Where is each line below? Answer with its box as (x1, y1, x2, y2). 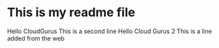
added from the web (7, 34, 65, 42)
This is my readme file (7, 5, 136, 20)
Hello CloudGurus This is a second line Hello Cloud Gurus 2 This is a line (7, 27, 212, 35)
